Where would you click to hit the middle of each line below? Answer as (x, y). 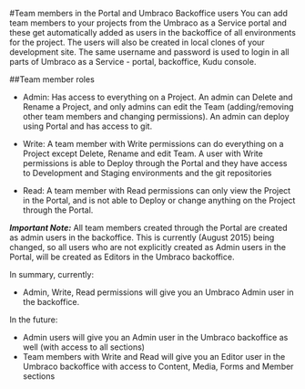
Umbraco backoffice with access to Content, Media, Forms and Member (158, 366)
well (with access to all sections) (84, 347)
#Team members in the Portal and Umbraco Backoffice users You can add (149, 13)
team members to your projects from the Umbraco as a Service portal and (148, 23)
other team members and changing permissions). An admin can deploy (156, 116)
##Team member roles (52, 79)
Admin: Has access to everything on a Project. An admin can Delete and (158, 97)
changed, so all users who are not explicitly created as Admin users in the (148, 247)
